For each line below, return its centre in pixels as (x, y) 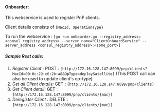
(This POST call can (136, 74)
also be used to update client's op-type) (52, 79)
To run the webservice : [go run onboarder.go (51, 37)
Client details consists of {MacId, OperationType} (54, 27)
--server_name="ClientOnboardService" (101, 41)
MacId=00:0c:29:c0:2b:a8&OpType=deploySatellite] (63, 74)
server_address (20, 46)
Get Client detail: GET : (35, 89)
